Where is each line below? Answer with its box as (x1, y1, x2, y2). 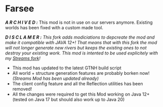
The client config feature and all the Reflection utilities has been (12, 80, 143, 87)
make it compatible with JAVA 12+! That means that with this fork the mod (5, 39, 158, 45)
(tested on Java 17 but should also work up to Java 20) (12, 96, 125, 102)
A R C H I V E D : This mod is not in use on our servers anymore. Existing (5, 19, 153, 25)
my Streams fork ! (5, 55, 41, 61)
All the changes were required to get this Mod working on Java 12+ (12, 91, 150, 97)
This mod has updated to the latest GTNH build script (12, 65, 122, 71)
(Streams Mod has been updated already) (12, 75, 99, 81)
